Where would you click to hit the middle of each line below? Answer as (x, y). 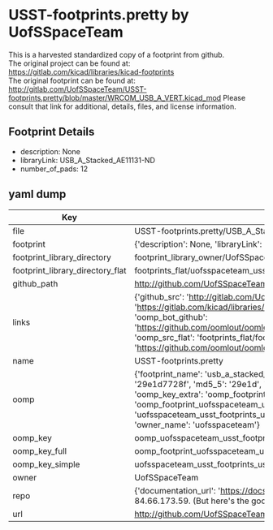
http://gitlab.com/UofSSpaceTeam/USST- (78, 89)
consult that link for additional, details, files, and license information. (123, 106)
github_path (35, 283)
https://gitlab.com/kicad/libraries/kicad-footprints (91, 71)
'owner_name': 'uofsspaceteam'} (197, 424)
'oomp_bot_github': (171, 317)
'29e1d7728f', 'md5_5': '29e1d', (198, 384)
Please (234, 97)
